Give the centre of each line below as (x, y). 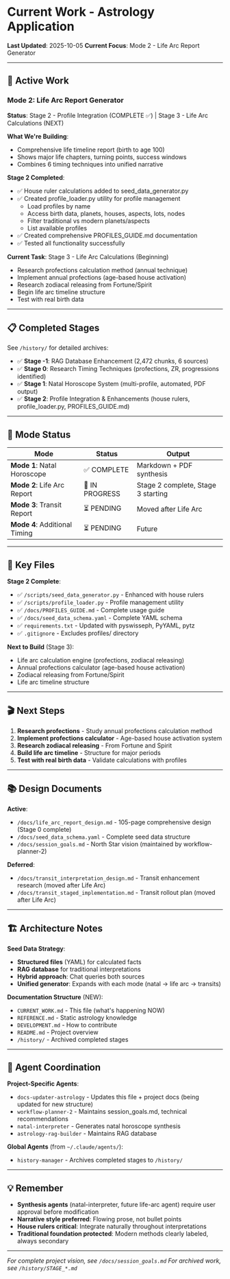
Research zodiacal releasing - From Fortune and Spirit (94, 745)
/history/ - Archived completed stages (73, 1039)
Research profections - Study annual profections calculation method (115, 730)
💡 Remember (35, 1188)
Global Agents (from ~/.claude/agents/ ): (65, 1147)
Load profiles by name (59, 206)
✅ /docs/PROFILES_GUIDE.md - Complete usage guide (91, 610)
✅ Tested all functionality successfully (71, 243)
